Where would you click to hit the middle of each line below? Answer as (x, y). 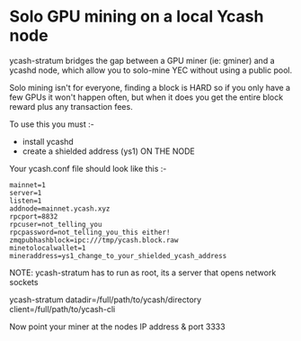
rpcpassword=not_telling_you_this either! (90, 232)
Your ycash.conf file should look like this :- (88, 168)
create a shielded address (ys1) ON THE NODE (108, 151)
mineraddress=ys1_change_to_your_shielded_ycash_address (118, 256)
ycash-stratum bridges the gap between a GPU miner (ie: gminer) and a (142, 60)
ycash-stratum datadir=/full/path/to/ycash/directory (106, 300)
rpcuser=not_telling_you (56, 224)
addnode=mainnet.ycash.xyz (60, 209)
